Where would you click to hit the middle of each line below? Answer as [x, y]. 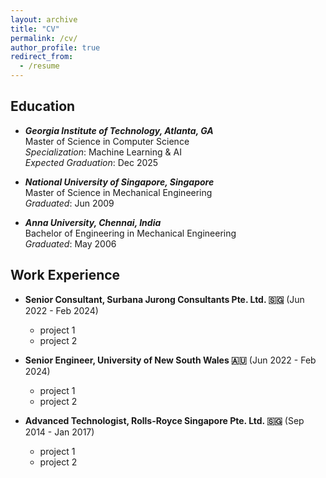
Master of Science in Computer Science [107, 141]
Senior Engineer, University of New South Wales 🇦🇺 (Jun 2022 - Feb [170, 360]
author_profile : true [55, 47]
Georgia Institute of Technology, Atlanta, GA [119, 130]
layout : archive [44, 19]
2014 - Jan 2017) [59, 432]
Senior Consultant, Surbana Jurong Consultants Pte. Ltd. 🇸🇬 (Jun [164, 299]
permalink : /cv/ [44, 38]
